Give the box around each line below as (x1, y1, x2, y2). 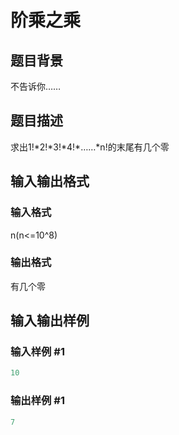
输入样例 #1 (10, 345, 65, 359)
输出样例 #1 (10, 394, 65, 408)
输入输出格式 (10, 173, 90, 190)
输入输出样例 (10, 312, 90, 330)
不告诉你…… (10, 81, 62, 92)
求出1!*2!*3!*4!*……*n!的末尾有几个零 (10, 141, 170, 153)
